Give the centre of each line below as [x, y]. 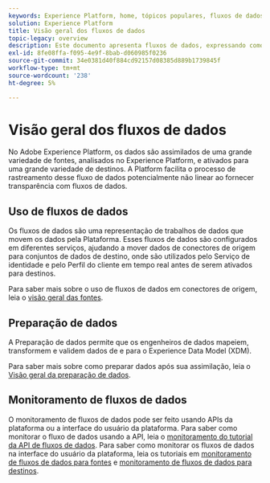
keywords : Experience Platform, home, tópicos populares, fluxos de [125, 16]
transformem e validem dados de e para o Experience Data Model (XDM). [130, 351]
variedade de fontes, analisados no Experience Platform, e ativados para [129, 161]
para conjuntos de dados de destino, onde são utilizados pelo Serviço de [129, 256]
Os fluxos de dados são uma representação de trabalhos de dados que [126, 231]
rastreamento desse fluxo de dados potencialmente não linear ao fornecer [131, 178]
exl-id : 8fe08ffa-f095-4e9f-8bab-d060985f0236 [88, 53]
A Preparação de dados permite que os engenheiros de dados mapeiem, [129, 342]
